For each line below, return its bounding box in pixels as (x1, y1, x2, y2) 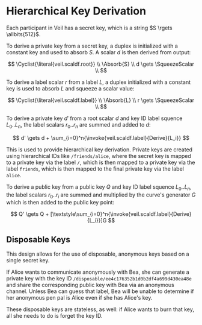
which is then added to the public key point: (6, 199, 115, 206)
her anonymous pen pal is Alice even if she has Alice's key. (6, 294, 153, 301)
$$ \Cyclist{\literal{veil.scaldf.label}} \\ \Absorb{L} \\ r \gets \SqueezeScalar (7, 96, 195, 104)
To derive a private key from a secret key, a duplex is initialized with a (6, 42, 179, 49)
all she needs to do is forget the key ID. (6, 312, 103, 320)
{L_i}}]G (87, 217, 107, 224)
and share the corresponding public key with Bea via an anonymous (6, 282, 174, 289)
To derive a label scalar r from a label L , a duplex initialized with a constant (6, 78, 191, 86)
